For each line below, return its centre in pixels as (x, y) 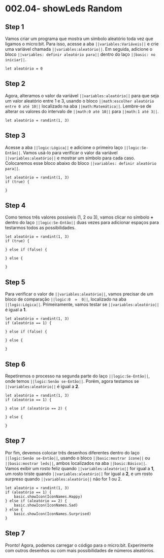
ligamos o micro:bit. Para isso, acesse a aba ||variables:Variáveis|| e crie (82, 44)
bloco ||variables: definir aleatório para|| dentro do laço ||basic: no (80, 54)
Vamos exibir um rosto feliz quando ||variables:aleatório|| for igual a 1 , (80, 468)
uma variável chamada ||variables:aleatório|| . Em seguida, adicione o (79, 49)
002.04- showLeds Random (64, 9)
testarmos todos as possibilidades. (40, 228)
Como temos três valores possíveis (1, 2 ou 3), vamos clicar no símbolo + (79, 217)
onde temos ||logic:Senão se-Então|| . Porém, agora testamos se (72, 381)
